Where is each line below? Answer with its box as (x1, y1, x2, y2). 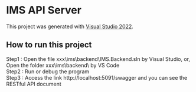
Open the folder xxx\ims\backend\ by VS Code (6, 62, 120, 69)
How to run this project (6, 40, 92, 50)
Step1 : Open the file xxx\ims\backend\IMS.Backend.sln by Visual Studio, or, (6, 55, 191, 62)
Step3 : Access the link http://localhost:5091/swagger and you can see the (6, 74, 188, 81)
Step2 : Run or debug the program (6, 68, 90, 75)
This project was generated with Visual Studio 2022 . (6, 23, 134, 30)
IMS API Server (6, 4, 81, 17)
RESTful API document (6, 80, 61, 87)
